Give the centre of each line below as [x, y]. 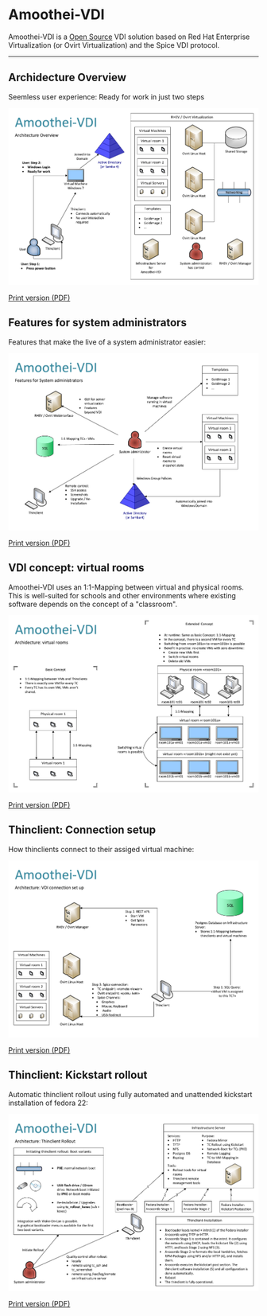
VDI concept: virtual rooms [76, 568]
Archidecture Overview [68, 78]
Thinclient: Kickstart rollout [78, 1075]
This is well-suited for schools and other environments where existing [122, 595]
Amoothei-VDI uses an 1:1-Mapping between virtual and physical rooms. [126, 587]
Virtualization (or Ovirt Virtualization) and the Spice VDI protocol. [114, 45]
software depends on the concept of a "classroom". [93, 604]
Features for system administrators [97, 323]
